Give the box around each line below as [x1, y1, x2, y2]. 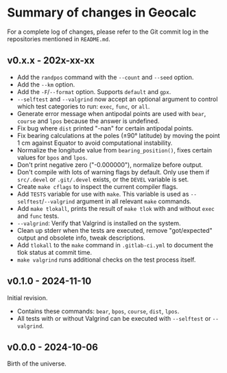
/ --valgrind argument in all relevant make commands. [42, 197, 192, 205]
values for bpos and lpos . [16, 153, 88, 161]
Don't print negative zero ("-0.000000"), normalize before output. [16, 160, 204, 169]
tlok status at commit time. [16, 248, 93, 256]
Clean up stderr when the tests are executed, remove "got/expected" [16, 226, 213, 234]
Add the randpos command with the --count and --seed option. [16, 73, 194, 81]
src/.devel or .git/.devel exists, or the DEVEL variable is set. [16, 175, 189, 183]
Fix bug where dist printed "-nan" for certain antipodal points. [16, 124, 194, 132]
